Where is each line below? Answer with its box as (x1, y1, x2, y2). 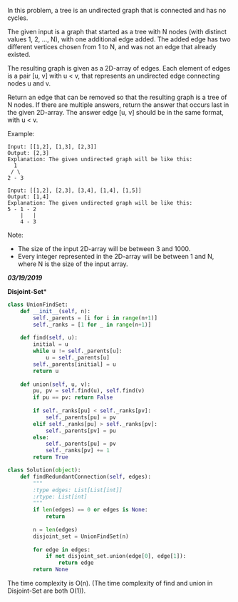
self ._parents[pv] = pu (45, 427, 116, 434)
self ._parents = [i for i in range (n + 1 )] (33, 314, 158, 322)
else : (33, 434, 50, 441)
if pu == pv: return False (33, 394, 113, 402)
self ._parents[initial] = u (33, 360, 116, 368)
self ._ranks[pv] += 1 (45, 447, 110, 454)
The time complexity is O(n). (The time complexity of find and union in (7, 579, 213, 587)
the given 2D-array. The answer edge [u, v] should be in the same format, (7, 108, 224, 116)
